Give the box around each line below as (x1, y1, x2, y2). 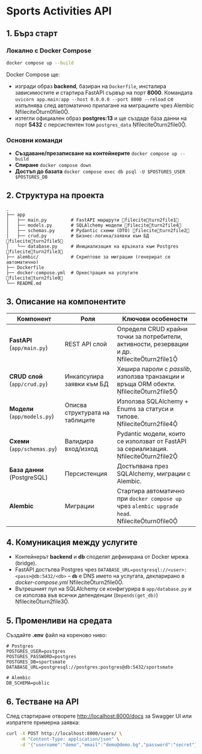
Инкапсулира (64, 372, 104, 380)
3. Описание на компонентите (6, 297, 126, 307)
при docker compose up (117, 494, 182, 503)
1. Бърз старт (6, 28, 58, 39)
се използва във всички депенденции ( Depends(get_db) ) (14, 592, 158, 599)
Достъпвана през (117, 462, 168, 470)
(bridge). (14, 559, 37, 567)
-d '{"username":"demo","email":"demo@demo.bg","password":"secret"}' (19, 741, 200, 748)
